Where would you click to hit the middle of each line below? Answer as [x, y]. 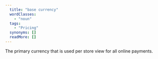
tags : [15, 23]
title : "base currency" [34, 10]
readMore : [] [23, 37]
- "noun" [23, 19]
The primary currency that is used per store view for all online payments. [79, 51]
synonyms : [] [23, 32]
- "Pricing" [26, 28]
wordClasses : [23, 14]
